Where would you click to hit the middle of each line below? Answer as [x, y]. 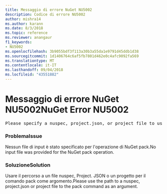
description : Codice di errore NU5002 [45, 14]
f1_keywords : [19, 42]
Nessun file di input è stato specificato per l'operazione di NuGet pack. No [81, 147]
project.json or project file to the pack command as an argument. [72, 187]
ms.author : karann [24, 24]
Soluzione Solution [28, 165]
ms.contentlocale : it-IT [31, 65]
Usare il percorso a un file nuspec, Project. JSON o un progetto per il [75, 176]
